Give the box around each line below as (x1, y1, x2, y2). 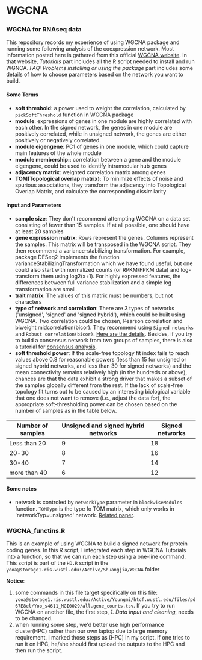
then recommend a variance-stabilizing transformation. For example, (14, 247, 185, 254)
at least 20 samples (14, 227, 64, 235)
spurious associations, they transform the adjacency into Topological (14, 181, 186, 189)
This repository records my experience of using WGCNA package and (6, 39, 180, 46)
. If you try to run (133, 602, 176, 609)
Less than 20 (9, 439, 46, 447)
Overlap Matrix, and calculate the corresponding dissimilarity (14, 187, 167, 195)
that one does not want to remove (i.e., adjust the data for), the (14, 394, 171, 401)
